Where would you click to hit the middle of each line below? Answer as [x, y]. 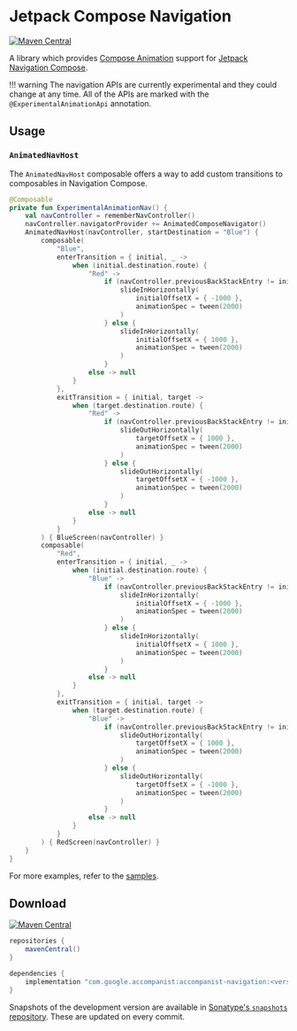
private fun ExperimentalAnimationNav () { [88, 207]
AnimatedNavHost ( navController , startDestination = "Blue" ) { [142, 232]
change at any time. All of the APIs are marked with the [109, 94]
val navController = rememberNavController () [110, 216]
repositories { [37, 941]
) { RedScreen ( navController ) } [101, 842]
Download [38, 903]
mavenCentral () [53, 949]
